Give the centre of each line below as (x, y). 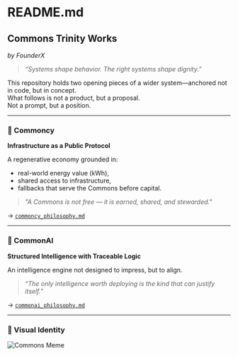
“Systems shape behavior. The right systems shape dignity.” (113, 69)
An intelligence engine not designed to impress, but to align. (95, 270)
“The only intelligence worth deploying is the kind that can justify (120, 283)
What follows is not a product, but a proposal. (74, 98)
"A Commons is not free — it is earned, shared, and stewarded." (118, 202)
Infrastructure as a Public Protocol (59, 146)
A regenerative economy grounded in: (63, 159)
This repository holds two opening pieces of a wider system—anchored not (117, 83)
